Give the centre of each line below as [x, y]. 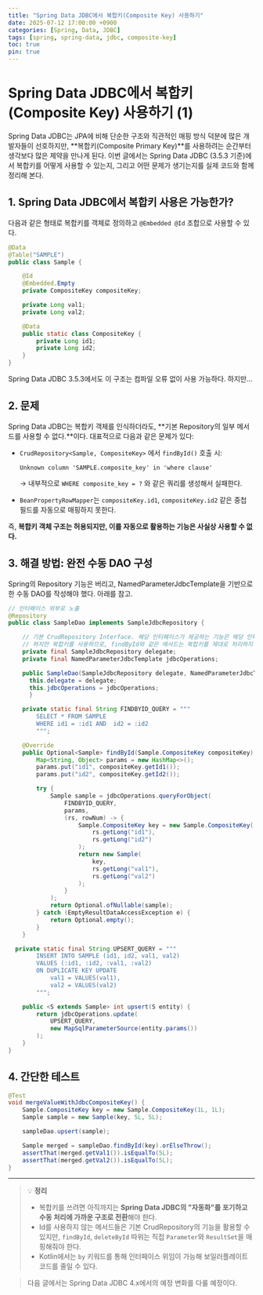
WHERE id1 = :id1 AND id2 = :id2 [92, 724]
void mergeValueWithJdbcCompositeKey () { [77, 1103]
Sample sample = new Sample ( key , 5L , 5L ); [92, 1118]
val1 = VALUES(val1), [85, 978]
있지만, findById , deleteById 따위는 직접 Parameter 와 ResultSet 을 [141, 1237]
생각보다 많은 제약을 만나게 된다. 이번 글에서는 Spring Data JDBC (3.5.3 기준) [127, 155]
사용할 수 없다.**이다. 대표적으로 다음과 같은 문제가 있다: [108, 436]
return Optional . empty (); [92, 920]
